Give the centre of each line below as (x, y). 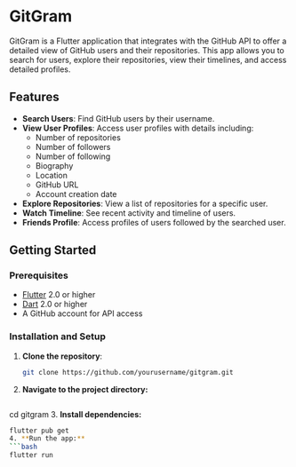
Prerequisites (39, 275)
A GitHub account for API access (82, 313)
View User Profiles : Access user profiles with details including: (138, 128)
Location (52, 175)
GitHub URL (57, 185)
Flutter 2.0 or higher (59, 295)
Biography (54, 165)
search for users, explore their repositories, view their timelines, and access (148, 59)
